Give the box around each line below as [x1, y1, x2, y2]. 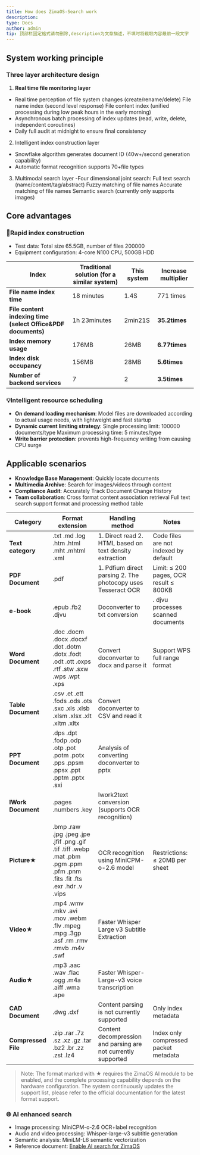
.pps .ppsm [52, 758, 84, 767]
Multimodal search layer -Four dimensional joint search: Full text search [14, 174, 190, 182]
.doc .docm [52, 628, 85, 636]
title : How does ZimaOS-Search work [6, 8, 97, 15]
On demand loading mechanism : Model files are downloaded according [14, 410, 193, 417]
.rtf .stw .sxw [52, 664, 89, 673]
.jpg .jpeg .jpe [52, 830, 90, 838]
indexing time [9, 312, 49, 320]
